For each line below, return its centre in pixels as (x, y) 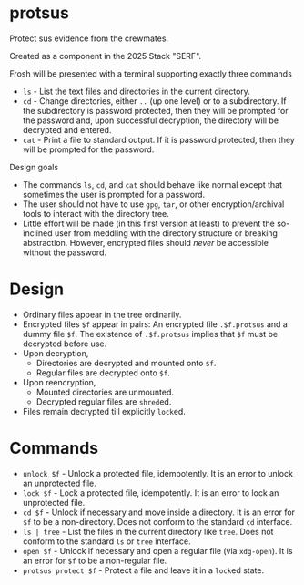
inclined (37, 233)
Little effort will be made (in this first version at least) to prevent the (148, 223)
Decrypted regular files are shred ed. (104, 401)
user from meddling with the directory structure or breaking (166, 233)
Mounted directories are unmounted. (105, 392)
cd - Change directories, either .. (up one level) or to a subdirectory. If (154, 101)
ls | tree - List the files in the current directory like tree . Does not (148, 531)
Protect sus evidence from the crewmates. (89, 38)
